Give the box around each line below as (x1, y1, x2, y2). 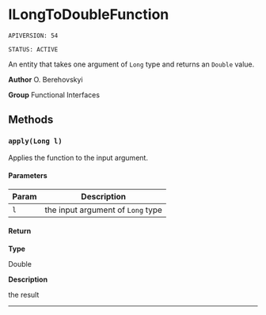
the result (8, 290, 40, 300)
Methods (8, 113, 54, 127)
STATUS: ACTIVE (8, 45, 59, 53)
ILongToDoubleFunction (8, 6, 169, 24)
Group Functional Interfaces (8, 89, 101, 100)
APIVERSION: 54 (8, 32, 59, 40)
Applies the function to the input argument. (8, 153, 149, 162)
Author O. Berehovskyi (8, 74, 83, 84)
